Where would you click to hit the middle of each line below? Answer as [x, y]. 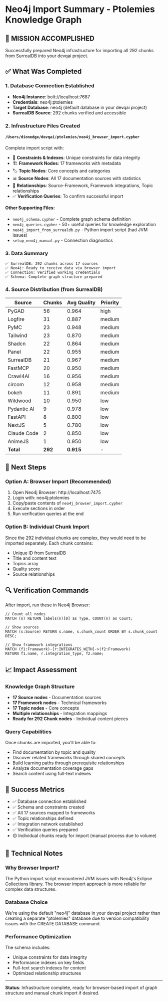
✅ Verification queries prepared [45, 830]
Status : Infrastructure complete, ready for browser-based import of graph [81, 988]
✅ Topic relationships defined [43, 818]
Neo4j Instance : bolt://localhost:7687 [51, 97]
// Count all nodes [25, 614]
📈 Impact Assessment [41, 670]
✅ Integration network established [48, 824]
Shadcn [17, 344]
